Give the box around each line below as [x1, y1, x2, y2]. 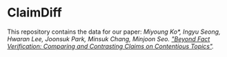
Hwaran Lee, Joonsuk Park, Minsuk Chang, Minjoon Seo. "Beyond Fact [7, 34, 210, 43]
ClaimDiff [7, 5, 62, 21]
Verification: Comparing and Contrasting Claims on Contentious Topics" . [7, 42, 214, 50]
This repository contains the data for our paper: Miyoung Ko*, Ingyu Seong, [7, 27, 221, 36]
